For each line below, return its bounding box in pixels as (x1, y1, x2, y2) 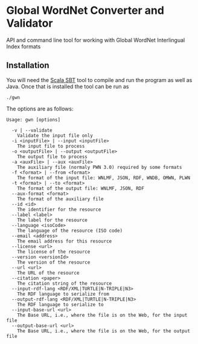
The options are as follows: (6, 105, 74, 112)
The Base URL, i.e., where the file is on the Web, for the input (17, 312, 188, 318)
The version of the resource (17, 259, 91, 266)
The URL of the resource (17, 270, 80, 276)
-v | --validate (11, 127, 53, 133)
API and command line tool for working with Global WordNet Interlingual (6, 36, 185, 43)
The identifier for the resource (17, 206, 101, 212)
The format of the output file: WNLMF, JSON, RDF (17, 185, 145, 191)
